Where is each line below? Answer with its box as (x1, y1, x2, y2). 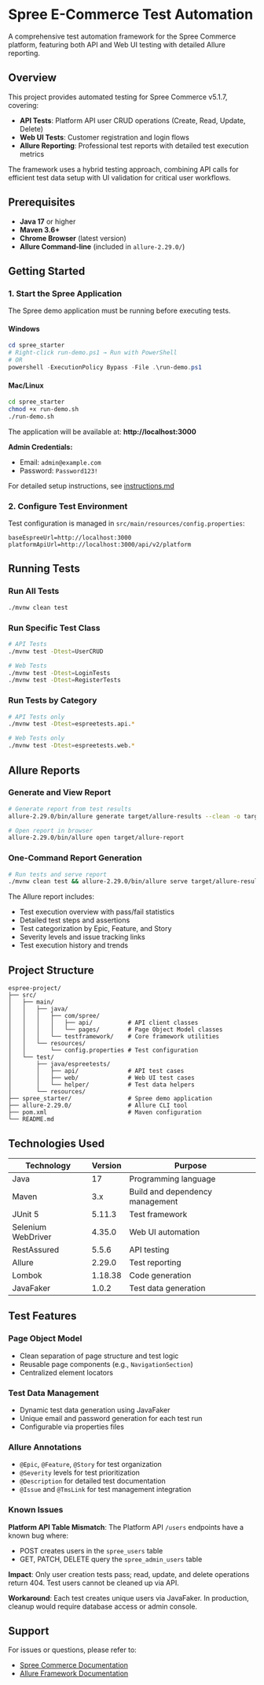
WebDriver (12, 1231, 52, 1242)
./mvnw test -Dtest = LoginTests (8, 669, 111, 677)
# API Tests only (8, 713, 65, 721)
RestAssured (12, 1244, 60, 1255)
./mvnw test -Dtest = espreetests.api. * (8, 720, 135, 728)
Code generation (129, 1270, 192, 1281)
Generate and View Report (8, 787, 112, 798)
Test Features (8, 1309, 77, 1323)
